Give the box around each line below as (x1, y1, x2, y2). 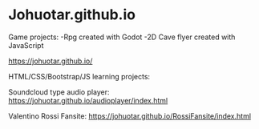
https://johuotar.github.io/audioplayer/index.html (8, 95, 168, 105)
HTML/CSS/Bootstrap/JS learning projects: (8, 71, 151, 81)
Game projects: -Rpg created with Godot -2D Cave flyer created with (8, 32, 236, 42)
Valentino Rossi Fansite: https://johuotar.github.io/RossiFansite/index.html (8, 111, 251, 121)
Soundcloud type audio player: (8, 87, 110, 97)
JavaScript (8, 40, 44, 50)
